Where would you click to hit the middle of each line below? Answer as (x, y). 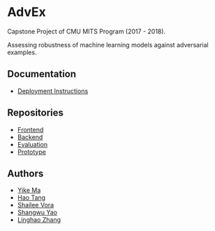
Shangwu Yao (37, 212)
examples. (22, 52)
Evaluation (32, 144)
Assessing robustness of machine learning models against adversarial (108, 45)
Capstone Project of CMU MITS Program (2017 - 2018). (87, 31)
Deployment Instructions (53, 90)
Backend (30, 137)
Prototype (32, 152)
